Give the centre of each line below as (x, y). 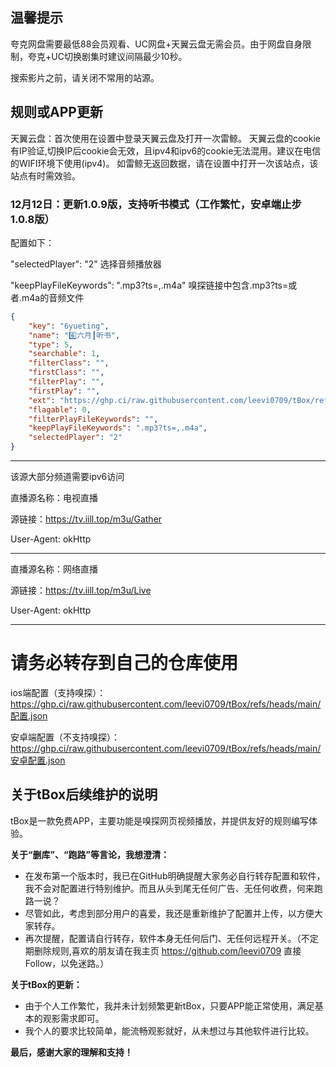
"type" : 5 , (51, 344)
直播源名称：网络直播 (54, 569)
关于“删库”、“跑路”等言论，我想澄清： (90, 854)
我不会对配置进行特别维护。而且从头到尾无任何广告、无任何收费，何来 (169, 888)
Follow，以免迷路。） (67, 963)
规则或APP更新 (56, 112)
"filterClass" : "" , (69, 363)
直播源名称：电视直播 (54, 498)
